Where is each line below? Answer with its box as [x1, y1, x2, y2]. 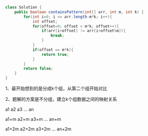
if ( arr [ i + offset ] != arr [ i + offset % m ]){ [41, 28, 126, 33]
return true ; [41, 52, 69, 57]
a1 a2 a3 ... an [5, 107, 34, 112]
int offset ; [32, 19, 58, 24]
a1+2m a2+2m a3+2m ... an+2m [5, 126, 72, 132]
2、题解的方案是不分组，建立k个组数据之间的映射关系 [5, 96, 118, 102]
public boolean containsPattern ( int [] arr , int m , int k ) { [14, 9, 144, 15]
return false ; [23, 66, 53, 71]
